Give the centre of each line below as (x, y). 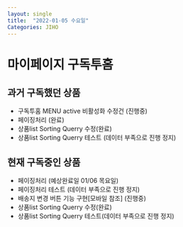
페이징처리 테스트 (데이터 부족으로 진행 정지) (79, 189)
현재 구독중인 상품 (44, 162)
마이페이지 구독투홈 (60, 64)
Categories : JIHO (33, 27)
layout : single (30, 14)
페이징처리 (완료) (41, 120)
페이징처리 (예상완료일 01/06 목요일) (68, 181)
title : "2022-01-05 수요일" (48, 21)
